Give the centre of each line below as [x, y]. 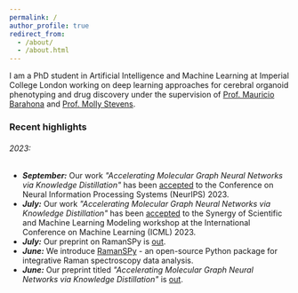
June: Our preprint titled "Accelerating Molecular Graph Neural [137, 270]
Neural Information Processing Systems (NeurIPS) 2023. [125, 194]
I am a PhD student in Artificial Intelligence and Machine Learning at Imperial [149, 75]
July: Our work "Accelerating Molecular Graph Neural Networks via [146, 204]
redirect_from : [37, 34]
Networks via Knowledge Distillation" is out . [103, 280]
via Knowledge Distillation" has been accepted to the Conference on [148, 185]
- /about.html [43, 51]
